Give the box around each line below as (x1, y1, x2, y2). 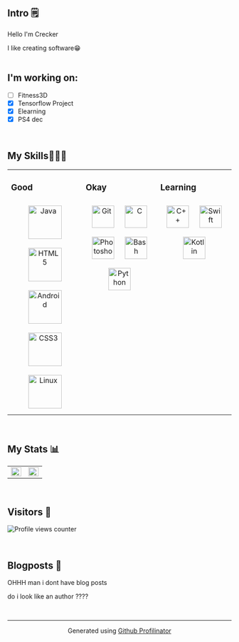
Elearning (17, 107, 46, 116)
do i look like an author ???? (7, 592, 89, 601)
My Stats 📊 (7, 443, 60, 455)
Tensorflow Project (17, 98, 74, 107)
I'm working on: (7, 72, 78, 84)
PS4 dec (17, 115, 43, 123)
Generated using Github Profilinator (67, 626, 172, 635)
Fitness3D (17, 91, 48, 99)
